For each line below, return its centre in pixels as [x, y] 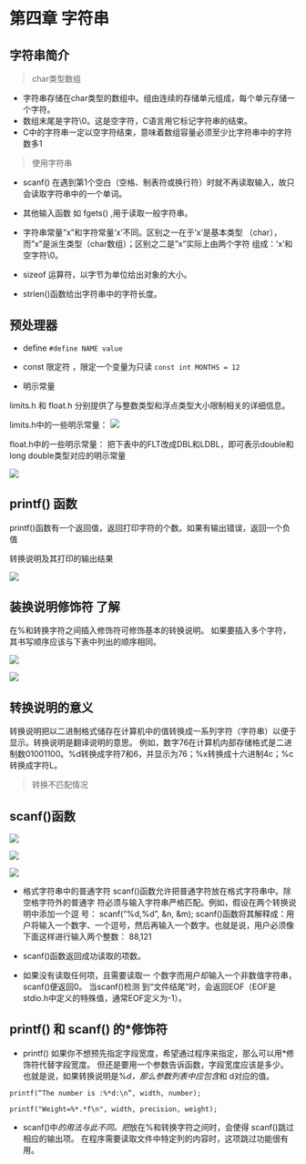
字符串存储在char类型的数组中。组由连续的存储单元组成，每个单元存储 [155, 98]
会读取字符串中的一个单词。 [75, 194]
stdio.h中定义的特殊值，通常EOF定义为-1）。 [104, 998]
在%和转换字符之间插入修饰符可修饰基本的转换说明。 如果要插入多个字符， [150, 630]
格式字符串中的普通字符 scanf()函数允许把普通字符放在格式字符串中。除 [157, 891]
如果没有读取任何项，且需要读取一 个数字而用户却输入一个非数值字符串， [159, 975]
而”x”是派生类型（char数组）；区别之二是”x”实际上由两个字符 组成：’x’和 [158, 244]
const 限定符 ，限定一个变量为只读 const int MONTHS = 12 [131, 366]
